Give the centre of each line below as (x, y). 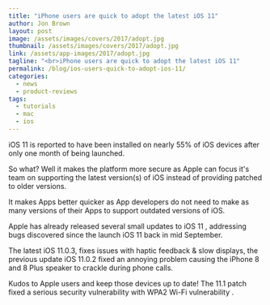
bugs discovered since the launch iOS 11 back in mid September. (116, 234)
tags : (17, 99)
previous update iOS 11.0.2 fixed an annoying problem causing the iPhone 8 (134, 259)
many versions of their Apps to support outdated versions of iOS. (117, 210)
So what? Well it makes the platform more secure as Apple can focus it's (129, 169)
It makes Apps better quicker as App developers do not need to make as (129, 202)
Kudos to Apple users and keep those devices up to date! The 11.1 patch (127, 283)
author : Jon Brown (39, 24)
